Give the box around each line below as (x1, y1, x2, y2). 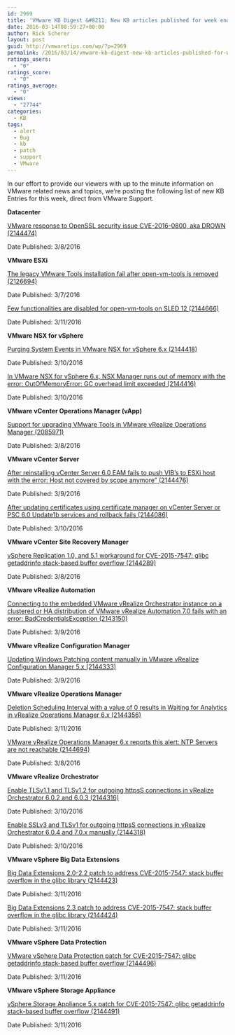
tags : (7, 121, 23, 128)
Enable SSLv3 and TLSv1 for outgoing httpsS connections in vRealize (7, 821, 206, 829)
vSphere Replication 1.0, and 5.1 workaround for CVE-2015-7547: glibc (7, 551, 209, 559)
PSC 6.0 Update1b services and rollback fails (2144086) (7, 510, 168, 519)
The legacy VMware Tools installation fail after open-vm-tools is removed (7, 269, 219, 277)
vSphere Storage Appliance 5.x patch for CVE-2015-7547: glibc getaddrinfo (7, 999, 225, 1008)
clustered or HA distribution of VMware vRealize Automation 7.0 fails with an (7, 607, 227, 615)
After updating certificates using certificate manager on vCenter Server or (7, 502, 221, 512)
